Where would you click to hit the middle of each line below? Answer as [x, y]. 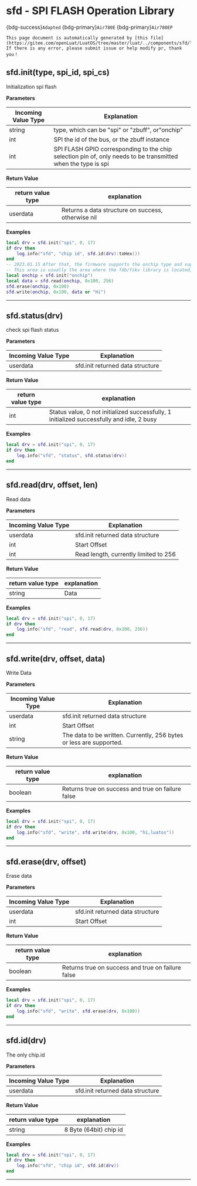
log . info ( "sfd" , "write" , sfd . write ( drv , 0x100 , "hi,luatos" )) [96, 832]
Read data [18, 499]
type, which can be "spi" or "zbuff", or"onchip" [118, 129]
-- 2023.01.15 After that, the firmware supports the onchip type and [94, 265]
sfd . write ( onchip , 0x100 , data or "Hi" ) [56, 292]
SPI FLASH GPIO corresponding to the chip [113, 149]
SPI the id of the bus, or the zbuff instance [112, 139]
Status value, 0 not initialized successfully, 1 [110, 412]
